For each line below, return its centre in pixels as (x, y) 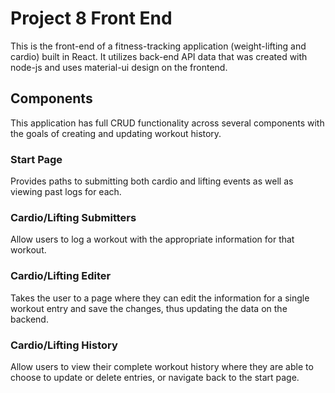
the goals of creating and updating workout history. (116, 133)
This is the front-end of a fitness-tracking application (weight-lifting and (158, 46)
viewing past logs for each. (66, 192)
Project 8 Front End (91, 18)
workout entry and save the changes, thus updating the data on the (149, 308)
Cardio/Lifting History (64, 345)
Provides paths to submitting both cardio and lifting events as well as (152, 181)
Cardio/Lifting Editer (61, 276)
